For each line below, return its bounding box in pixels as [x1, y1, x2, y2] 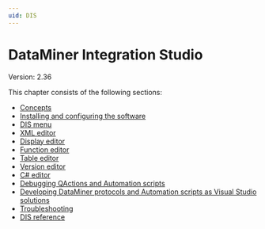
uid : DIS [8, 11, 37, 20]
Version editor [19, 162, 66, 171]
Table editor [19, 153, 59, 162]
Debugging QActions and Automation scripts [19, 178, 165, 188]
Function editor [19, 144, 70, 155]
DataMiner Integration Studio [8, 45, 203, 63]
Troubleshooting [19, 204, 74, 213]
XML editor [19, 128, 57, 137]
